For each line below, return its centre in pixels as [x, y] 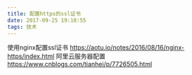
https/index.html [31, 56]
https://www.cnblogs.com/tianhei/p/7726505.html [80, 64]
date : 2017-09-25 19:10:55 [47, 20]
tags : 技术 [22, 27]
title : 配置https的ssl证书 [44, 14]
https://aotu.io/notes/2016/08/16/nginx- [127, 48]
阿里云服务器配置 [81, 56]
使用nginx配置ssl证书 [38, 48]
